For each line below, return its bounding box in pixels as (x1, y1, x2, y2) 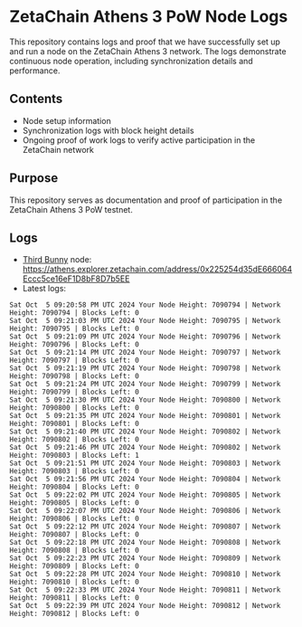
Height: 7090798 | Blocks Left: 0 (9, 372, 140, 381)
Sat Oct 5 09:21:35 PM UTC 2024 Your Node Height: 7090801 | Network (9, 412, 281, 421)
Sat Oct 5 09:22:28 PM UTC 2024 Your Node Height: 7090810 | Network (9, 570, 281, 579)
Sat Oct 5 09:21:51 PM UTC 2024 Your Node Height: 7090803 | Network (9, 459, 281, 468)
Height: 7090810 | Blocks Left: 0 (9, 577, 140, 587)
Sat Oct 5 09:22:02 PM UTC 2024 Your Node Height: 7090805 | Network (9, 490, 281, 499)
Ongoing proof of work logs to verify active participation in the (22, 134, 256, 146)
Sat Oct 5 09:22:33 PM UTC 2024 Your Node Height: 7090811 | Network (9, 585, 281, 594)
